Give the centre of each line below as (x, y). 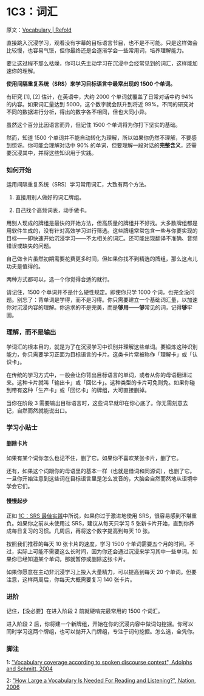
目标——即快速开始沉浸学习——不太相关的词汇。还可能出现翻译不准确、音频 (102, 238)
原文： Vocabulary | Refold (39, 30)
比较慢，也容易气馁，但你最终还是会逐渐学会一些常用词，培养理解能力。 (97, 50)
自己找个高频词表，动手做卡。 (52, 210)
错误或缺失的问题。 (30, 246)
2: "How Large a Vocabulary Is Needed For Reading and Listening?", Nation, (101, 681)
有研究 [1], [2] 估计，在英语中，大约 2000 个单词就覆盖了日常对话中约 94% (100, 97)
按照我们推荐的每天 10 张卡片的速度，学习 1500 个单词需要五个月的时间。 (98, 544)
